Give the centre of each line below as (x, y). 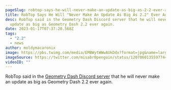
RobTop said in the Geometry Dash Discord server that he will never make (82, 76)
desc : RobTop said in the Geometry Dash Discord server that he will (81, 19)
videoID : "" (18, 62)
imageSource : (19, 57)
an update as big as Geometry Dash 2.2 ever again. (59, 82)
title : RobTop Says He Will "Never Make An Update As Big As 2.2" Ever (83, 15)
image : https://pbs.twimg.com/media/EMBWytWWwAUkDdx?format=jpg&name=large (87, 52)
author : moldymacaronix (31, 48)
